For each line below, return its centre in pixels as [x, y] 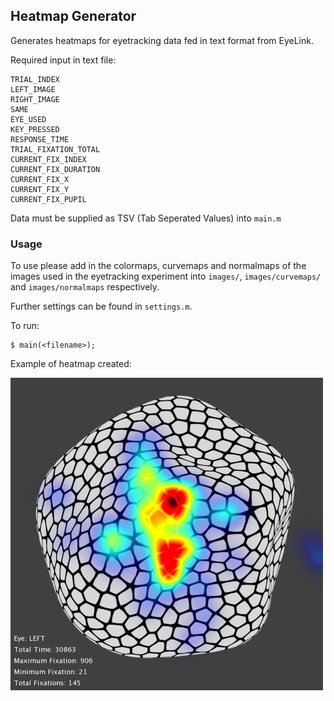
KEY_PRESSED [35, 129]
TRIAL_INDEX [35, 79]
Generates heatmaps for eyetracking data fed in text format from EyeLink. [162, 40]
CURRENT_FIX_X [40, 179]
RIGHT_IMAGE [35, 99]
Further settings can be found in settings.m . [101, 306]
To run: [25, 326]
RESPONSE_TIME [40, 139]
